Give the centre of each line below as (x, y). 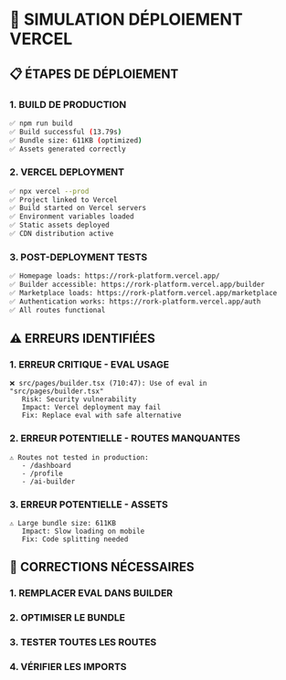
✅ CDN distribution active (62, 234)
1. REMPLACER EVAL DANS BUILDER (91, 593)
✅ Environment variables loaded (72, 217)
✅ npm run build (41, 123)
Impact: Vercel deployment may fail (91, 408)
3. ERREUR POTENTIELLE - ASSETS (89, 505)
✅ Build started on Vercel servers (78, 208)
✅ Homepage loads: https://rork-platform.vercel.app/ (115, 276)
